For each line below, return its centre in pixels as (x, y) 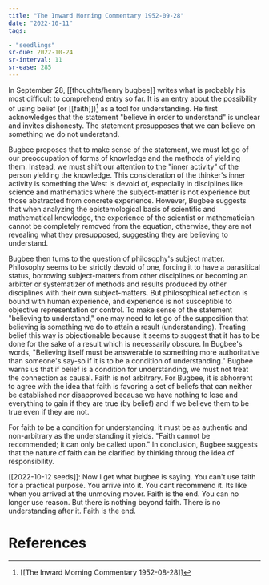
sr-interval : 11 (35, 60)
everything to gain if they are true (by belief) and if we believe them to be (129, 403)
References (47, 543)
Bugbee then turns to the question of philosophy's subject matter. (117, 258)
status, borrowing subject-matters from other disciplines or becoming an (128, 275)
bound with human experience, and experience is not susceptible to (120, 301)
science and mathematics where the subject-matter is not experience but (129, 192)
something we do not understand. (64, 134)
